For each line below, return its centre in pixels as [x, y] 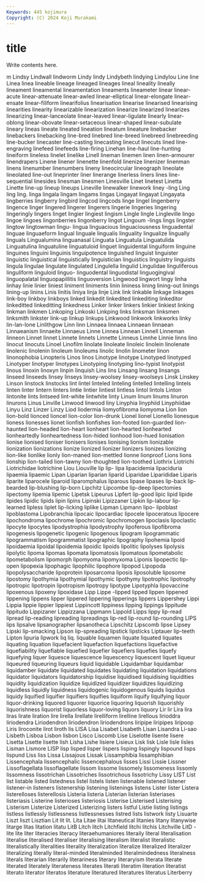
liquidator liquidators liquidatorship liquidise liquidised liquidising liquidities [100, 677]
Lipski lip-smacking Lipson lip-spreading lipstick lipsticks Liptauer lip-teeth [101, 631]
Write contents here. [32, 65]
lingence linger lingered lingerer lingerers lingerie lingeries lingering [91, 207]
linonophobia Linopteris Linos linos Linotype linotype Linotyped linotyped [99, 357]
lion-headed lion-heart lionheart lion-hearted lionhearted [100, 429]
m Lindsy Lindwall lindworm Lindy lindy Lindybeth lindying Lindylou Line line [102, 77]
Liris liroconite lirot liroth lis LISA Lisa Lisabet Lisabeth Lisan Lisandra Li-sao [102, 729]
